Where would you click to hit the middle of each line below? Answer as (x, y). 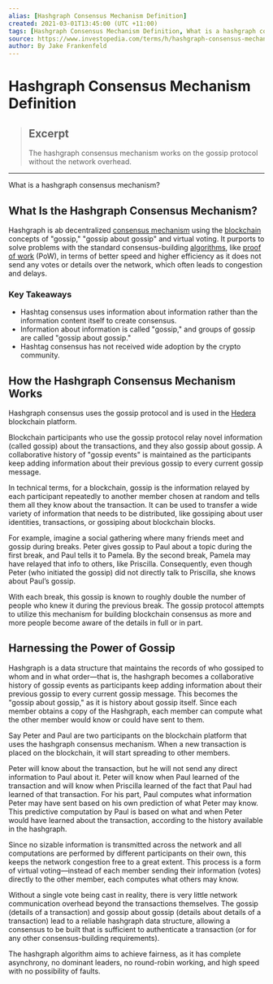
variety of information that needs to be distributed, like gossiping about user (136, 514)
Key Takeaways (40, 294)
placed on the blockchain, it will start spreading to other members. (119, 752)
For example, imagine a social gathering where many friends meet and (126, 538)
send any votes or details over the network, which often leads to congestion (135, 264)
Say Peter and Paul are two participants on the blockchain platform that (128, 735)
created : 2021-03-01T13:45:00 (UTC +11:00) (83, 24)
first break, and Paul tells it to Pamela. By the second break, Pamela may (130, 555)
